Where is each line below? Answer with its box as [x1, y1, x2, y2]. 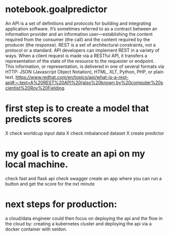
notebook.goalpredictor [5, 4, 107, 15]
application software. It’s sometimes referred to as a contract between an [5, 25, 157, 31]
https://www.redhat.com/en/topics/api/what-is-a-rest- [15, 74, 129, 80]
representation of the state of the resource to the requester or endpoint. [5, 58, 155, 64]
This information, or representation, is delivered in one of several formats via [5, 63, 164, 69]
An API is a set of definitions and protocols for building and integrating [5, 20, 151, 26]
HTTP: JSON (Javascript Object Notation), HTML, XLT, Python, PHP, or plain [5, 68, 164, 74]
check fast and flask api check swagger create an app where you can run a [5, 175, 162, 181]
